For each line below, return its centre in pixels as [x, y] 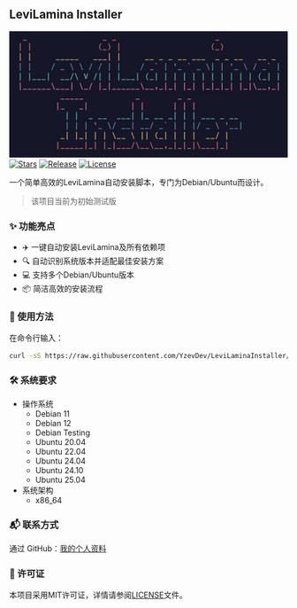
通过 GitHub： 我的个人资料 [58, 549]
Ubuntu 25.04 [60, 479]
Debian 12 [53, 423]
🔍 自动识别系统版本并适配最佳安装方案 [93, 261]
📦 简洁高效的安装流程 [62, 289]
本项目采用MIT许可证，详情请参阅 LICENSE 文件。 [98, 595]
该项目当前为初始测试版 [73, 201]
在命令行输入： [36, 338]
